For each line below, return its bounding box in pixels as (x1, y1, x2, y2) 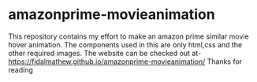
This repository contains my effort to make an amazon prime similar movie (8, 32, 250, 41)
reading (8, 65, 34, 74)
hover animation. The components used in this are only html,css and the (8, 39, 243, 49)
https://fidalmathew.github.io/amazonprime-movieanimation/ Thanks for (8, 57, 243, 66)
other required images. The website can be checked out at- (8, 48, 202, 58)
